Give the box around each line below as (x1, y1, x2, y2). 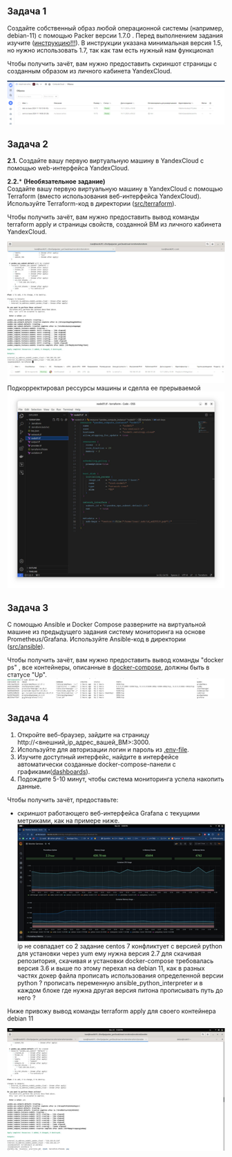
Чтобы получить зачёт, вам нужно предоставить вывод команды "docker (7, 655, 224, 664)
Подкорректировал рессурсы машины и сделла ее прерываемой (7, 384, 201, 392)
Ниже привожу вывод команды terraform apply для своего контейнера (7, 1007, 216, 1015)
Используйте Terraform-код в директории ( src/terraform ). (7, 200, 177, 208)
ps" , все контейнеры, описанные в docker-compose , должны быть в (7, 663, 210, 671)
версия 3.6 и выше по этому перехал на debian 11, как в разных (17, 964, 205, 972)
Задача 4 (7, 712, 49, 724)
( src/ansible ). (7, 642, 45, 651)
